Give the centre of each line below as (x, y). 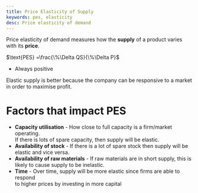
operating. (27, 134)
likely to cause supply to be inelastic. (59, 165)
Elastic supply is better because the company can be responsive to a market (99, 80)
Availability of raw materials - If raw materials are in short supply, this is (103, 159)
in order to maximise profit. (39, 87)
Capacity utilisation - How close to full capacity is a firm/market (93, 127)
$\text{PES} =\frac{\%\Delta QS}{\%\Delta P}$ (63, 58)
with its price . (23, 46)
